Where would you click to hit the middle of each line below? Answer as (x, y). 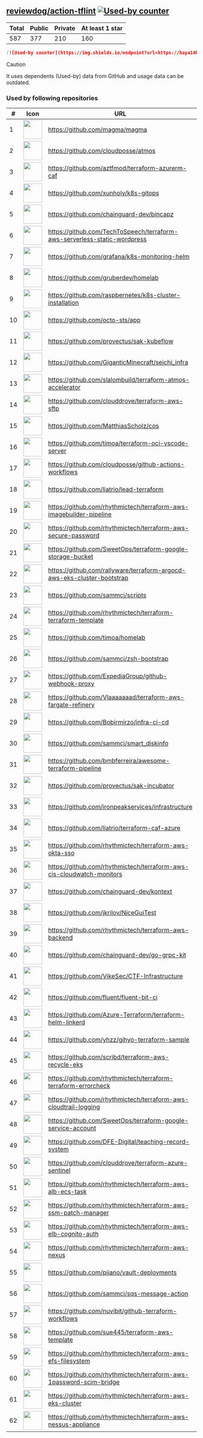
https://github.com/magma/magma (98, 129)
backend (60, 937)
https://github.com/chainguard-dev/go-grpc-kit (117, 955)
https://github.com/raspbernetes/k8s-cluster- (114, 295)
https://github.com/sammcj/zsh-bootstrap (108, 659)
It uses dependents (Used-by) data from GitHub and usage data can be (95, 76)
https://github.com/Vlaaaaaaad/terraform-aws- (116, 697)
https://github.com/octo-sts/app (94, 320)
